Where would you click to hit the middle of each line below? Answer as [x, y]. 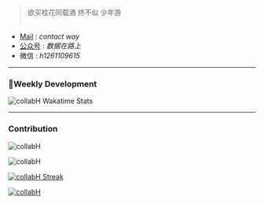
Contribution [33, 129]
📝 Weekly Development [53, 83]
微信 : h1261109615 [49, 56]
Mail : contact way [49, 36]
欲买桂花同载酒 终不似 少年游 [74, 12]
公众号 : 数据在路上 [50, 46]
